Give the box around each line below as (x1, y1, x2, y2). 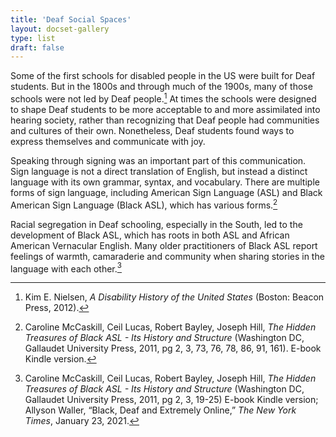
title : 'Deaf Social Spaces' (10, 14, 132, 25)
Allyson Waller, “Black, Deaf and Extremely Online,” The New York (24, 404, 297, 416)
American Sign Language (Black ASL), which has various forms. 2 (10, 197, 278, 211)
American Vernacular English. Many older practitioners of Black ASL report (10, 239, 318, 251)
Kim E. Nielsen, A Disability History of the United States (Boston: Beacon (24, 291, 325, 303)
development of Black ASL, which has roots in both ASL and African (10, 229, 290, 241)
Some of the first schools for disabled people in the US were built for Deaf (10, 70, 316, 82)
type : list (10, 33, 56, 43)
